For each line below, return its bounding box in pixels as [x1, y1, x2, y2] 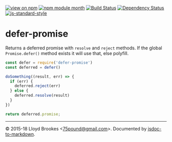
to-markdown [5, 131, 34, 137]
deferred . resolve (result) [14, 93, 70, 98]
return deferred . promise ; [5, 111, 60, 117]
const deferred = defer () [5, 65, 60, 70]
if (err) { [10, 79, 33, 84]
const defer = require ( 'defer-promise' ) [5, 60, 93, 65]
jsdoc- [147, 125, 162, 132]
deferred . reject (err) [14, 83, 60, 89]
